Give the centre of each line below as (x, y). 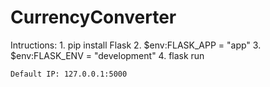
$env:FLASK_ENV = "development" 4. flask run (107, 55)
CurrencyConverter (93, 17)
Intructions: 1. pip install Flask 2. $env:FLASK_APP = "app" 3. (136, 45)
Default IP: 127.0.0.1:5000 (69, 74)
